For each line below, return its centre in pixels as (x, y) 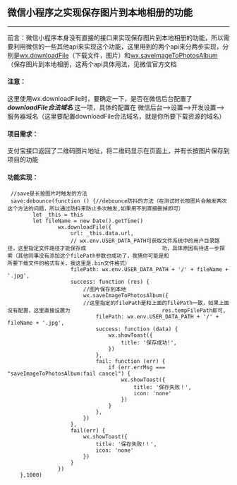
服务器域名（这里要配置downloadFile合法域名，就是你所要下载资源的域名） (116, 116)
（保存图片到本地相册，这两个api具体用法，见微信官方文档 (92, 64)
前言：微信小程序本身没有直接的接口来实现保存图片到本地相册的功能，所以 (115, 37)
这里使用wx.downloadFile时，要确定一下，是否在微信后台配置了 (100, 99)
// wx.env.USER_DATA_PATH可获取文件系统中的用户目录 (142, 241)
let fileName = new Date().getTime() (88, 221)
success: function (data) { (137, 329)
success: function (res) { (110, 282)
